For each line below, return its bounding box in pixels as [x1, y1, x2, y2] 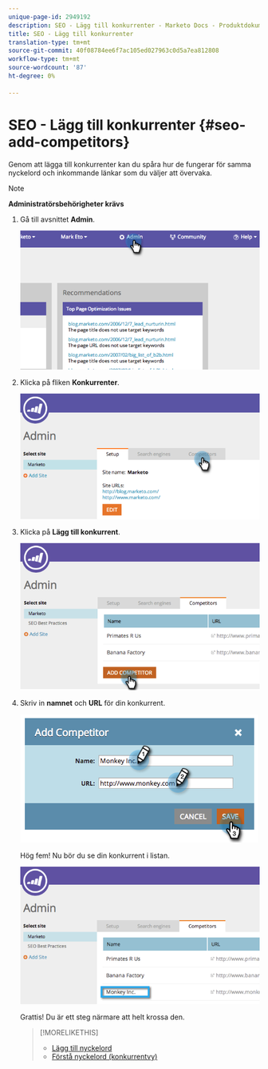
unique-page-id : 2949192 [8, 13, 91, 21]
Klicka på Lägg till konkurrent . [19, 526, 121, 536]
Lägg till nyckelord [51, 1043, 112, 1053]
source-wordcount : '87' [8, 64, 88, 72]
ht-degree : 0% [8, 72, 56, 80]
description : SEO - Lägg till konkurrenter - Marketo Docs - [8, 21, 216, 30]
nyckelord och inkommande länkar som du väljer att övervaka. [8, 168, 213, 178]
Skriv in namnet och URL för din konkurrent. [19, 698, 166, 707]
